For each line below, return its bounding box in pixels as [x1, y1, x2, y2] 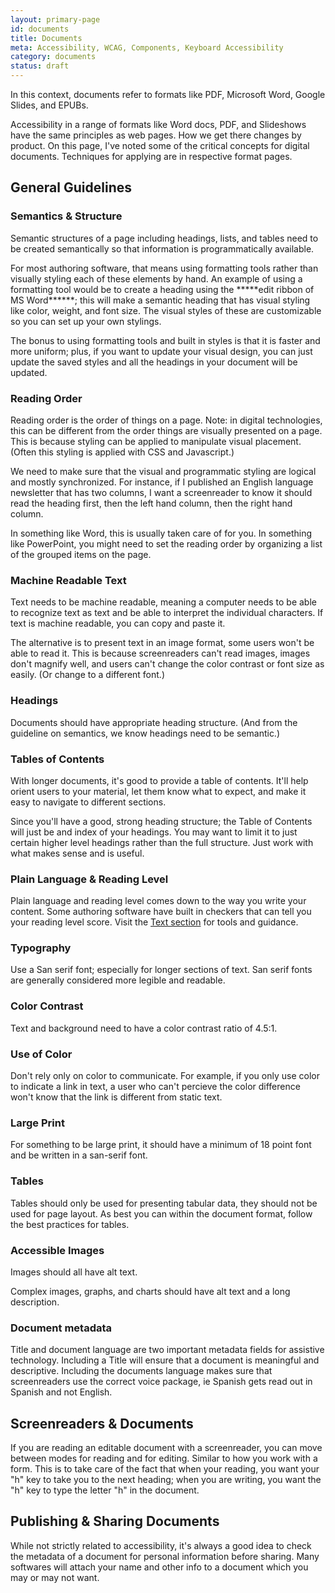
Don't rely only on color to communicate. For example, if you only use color [10, 1070, 320, 1082]
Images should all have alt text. [10, 1266, 138, 1278]
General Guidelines [10, 179, 132, 196]
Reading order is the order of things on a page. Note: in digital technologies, [10, 414, 323, 426]
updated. [10, 366, 48, 378]
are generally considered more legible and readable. [10, 974, 226, 986]
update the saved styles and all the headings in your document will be [10, 356, 298, 368]
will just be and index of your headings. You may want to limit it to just [10, 826, 298, 838]
